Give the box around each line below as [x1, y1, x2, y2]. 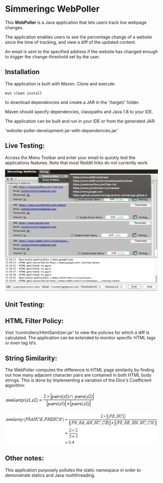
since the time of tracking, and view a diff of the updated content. [5, 39, 136, 45]
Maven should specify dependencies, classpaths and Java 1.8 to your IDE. [5, 108, 153, 115]
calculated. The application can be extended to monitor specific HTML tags [5, 335, 156, 341]
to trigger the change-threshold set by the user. [5, 53, 100, 59]
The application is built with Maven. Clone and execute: [5, 81, 116, 86]
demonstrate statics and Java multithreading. [5, 472, 96, 478]
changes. [5, 24, 24, 30]
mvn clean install [5, 91, 42, 96]
